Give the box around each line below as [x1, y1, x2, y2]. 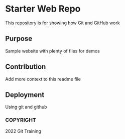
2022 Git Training [5, 128, 42, 134]
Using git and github [5, 104, 47, 110]
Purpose [5, 34, 33, 43]
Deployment [5, 90, 45, 99]
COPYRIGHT [5, 117, 37, 124]
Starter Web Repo [5, 3, 81, 15]
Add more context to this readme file [5, 76, 81, 82]
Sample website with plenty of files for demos [5, 48, 100, 54]
